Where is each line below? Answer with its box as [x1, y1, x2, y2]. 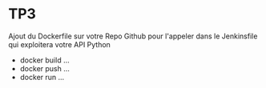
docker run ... [19, 72, 65, 82]
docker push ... [19, 63, 71, 73]
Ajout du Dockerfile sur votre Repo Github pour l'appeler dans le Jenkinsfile [8, 31, 258, 41]
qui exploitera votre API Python [8, 39, 111, 49]
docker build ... [19, 55, 70, 65]
